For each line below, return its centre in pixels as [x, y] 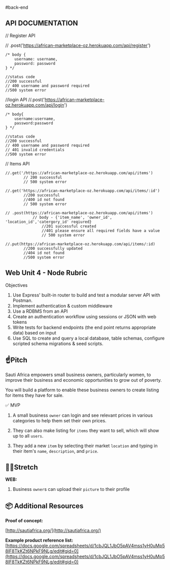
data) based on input [35, 332]
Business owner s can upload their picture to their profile [71, 489]
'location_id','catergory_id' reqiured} [49, 222]
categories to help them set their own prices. [59, 421]
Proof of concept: [24, 521]
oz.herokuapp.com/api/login [35, 105]
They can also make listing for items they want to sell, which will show [86, 430]
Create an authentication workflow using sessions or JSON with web [84, 316]
